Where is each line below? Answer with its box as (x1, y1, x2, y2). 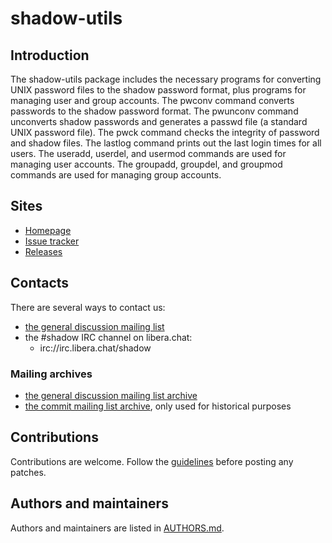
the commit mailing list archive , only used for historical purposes (24, 400, 292, 412)
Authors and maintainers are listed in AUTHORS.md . (10, 522, 225, 534)
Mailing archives (10, 367, 93, 381)
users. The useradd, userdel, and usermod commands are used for (10, 148, 287, 159)
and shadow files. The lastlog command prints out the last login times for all (10, 137, 322, 149)
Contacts (10, 275, 70, 292)
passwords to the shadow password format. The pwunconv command (10, 105, 299, 117)
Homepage (24, 224, 72, 236)
